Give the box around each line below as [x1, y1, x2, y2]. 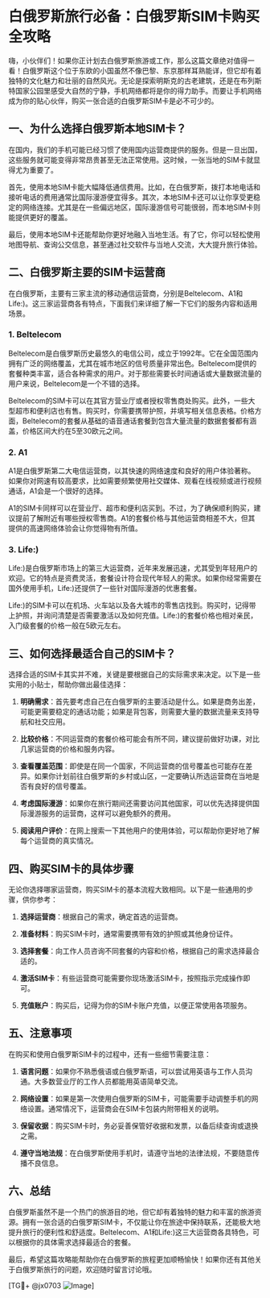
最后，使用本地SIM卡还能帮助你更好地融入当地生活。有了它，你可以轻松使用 [8, 229, 261, 239]
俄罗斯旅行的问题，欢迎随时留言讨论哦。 [22, 1264, 157, 1274]
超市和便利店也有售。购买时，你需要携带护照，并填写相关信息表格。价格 [14, 406, 255, 415]
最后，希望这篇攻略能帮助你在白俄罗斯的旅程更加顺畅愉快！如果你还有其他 [8, 1254, 255, 1264]
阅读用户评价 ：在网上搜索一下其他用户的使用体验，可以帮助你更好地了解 [19, 826, 260, 835]
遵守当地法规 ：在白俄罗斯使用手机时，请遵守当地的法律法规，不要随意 [19, 1148, 253, 1158]
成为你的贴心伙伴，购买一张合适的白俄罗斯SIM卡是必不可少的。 [8, 96, 219, 106]
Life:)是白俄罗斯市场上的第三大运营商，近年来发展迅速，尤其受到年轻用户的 [8, 564, 258, 573]
